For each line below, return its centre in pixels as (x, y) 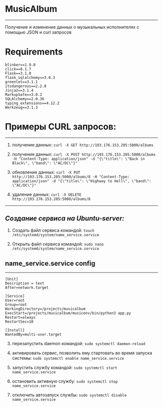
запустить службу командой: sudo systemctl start (65, 368)
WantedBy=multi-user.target (33, 334)
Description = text (25, 283)
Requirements (34, 52)
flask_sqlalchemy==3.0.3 (30, 77)
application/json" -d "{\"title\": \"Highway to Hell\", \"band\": (81, 181)
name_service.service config (50, 264)
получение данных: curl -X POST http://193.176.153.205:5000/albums (84, 154)
